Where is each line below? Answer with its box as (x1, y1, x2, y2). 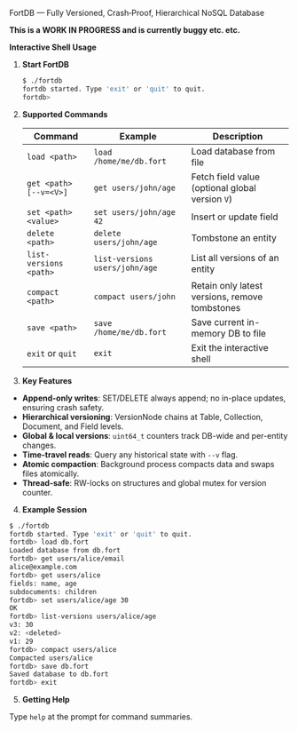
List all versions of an (191, 251, 279, 264)
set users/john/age (93, 207, 176, 217)
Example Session (21, 504, 87, 514)
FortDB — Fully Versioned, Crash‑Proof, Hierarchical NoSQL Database (9, 8, 264, 18)
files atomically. (21, 468, 80, 479)
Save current (191, 315, 246, 328)
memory (191, 327, 226, 339)
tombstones (191, 301, 241, 314)
